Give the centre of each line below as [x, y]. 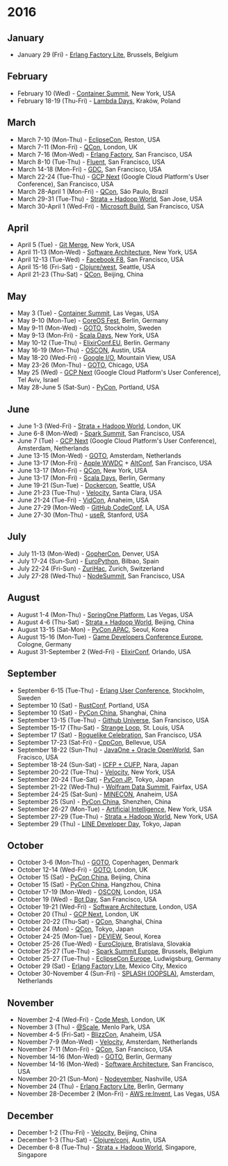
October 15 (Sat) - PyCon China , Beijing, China [84, 877]
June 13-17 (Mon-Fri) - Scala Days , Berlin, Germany [91, 478]
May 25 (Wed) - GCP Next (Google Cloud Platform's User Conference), [119, 372]
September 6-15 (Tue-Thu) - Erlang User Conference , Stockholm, [111, 690]
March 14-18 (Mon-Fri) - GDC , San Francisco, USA [89, 169]
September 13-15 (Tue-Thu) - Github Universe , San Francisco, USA [113, 720]
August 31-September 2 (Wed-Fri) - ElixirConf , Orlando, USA [104, 651]
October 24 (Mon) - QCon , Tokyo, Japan [75, 929]
